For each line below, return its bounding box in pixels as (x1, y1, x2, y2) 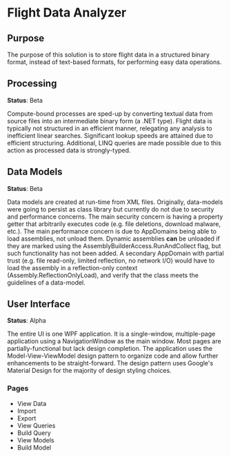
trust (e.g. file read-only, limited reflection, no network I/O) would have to (7, 256, 215, 265)
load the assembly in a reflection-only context (7, 263, 138, 272)
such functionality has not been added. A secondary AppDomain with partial (7, 249, 224, 257)
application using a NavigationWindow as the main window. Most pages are (7, 337, 222, 345)
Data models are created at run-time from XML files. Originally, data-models (7, 198, 223, 206)
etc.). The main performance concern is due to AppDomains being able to (7, 227, 217, 235)
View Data (17, 399, 47, 407)
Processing (7, 78, 57, 90)
